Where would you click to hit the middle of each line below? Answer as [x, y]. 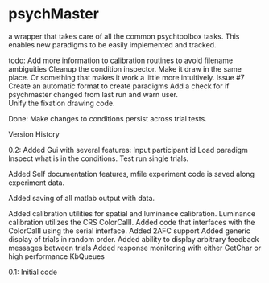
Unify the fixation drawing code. [62, 103]
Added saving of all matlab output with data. [82, 198]
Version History [34, 134]
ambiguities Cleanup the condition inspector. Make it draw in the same [125, 68]
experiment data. [37, 183]
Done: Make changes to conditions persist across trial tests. [108, 118]
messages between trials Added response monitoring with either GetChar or [135, 248]
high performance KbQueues [56, 256]
